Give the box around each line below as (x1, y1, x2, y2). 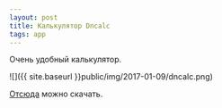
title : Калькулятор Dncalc (9, 21, 111, 30)
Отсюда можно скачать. (9, 88, 103, 99)
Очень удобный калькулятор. (9, 54, 122, 65)
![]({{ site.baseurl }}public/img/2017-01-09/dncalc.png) (9, 71, 214, 82)
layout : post (9, 12, 58, 22)
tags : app (9, 29, 47, 38)
